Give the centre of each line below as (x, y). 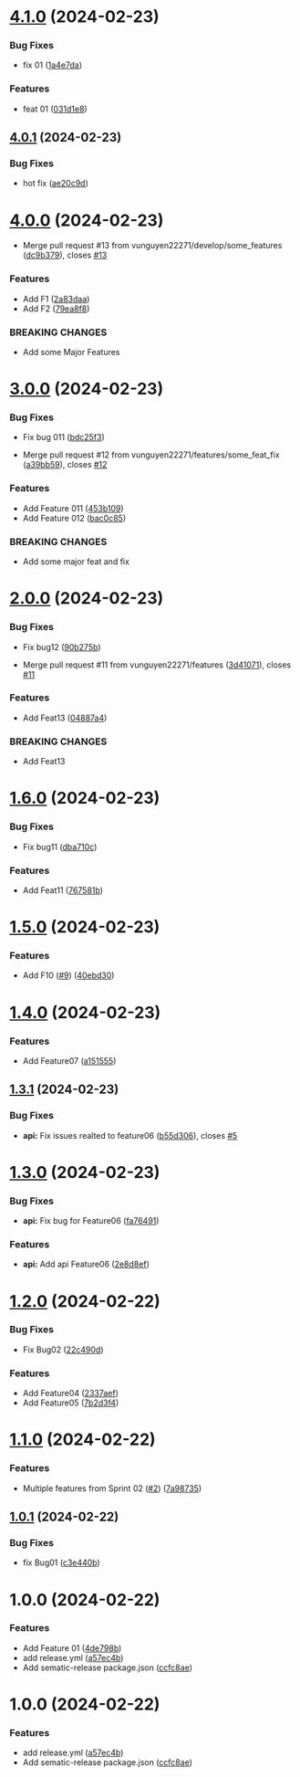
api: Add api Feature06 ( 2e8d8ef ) (86, 1264)
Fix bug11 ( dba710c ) (60, 846)
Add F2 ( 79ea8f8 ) (56, 309)
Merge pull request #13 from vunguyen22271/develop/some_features (152, 246)
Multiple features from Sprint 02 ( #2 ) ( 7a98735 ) (112, 1488)
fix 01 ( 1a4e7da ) (52, 65)
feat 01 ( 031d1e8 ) (55, 109)
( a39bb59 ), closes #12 (65, 465)
